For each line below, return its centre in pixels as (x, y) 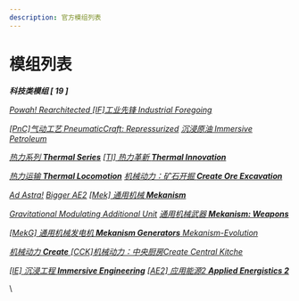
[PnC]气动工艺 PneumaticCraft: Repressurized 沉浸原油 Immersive (131, 128)
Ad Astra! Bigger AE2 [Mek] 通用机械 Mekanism (98, 195)
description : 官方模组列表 (55, 17)
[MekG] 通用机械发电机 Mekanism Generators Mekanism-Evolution (134, 232)
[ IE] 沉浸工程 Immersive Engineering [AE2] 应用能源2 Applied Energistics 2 (149, 270)
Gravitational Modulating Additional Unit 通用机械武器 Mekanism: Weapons (149, 214)
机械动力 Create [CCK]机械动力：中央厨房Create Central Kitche (126, 251)
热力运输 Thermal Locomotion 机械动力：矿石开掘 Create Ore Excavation (146, 175)
